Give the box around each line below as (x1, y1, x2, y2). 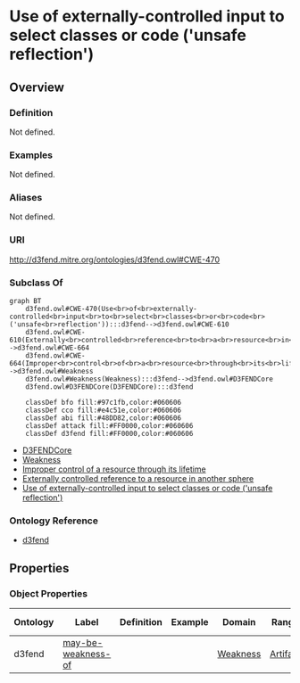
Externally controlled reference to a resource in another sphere (21, 473, 254, 484)
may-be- (62, 637, 104, 649)
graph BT (9, 297, 42, 306)
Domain (221, 616, 256, 629)
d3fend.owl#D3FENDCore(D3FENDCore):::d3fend (25, 383, 194, 391)
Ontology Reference (9, 514, 98, 527)
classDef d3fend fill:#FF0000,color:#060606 (25, 430, 194, 439)
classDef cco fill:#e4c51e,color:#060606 (25, 406, 181, 416)
